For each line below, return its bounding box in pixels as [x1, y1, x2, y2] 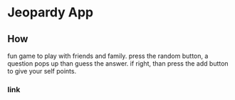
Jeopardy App [7, 4, 94, 21]
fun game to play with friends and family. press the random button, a [7, 51, 209, 60]
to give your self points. [7, 67, 77, 75]
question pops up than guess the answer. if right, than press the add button [7, 59, 229, 68]
